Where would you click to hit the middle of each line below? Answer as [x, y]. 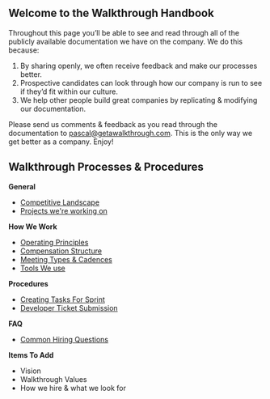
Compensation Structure [61, 251]
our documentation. [53, 108]
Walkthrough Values [53, 379]
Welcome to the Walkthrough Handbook [111, 13]
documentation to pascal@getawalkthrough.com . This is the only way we [131, 133]
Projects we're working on [63, 210]
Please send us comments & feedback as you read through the [113, 124]
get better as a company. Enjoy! [61, 142]
